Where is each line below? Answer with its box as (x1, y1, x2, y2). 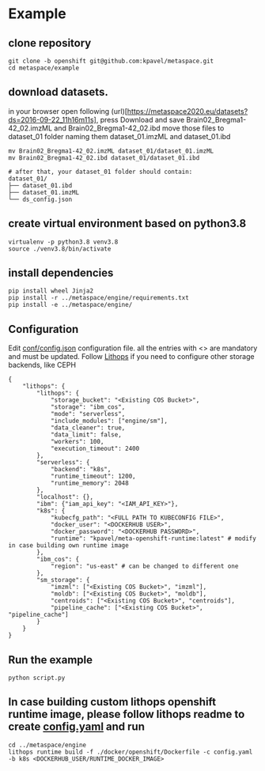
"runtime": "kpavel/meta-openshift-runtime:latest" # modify (50, 535, 257, 542)
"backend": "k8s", (50, 466, 112, 474)
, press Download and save (96, 115, 185, 124)
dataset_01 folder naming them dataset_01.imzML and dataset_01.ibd (8, 131, 231, 141)
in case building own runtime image (8, 542, 129, 550)
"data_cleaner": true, (50, 424, 126, 432)
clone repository (8, 36, 92, 50)
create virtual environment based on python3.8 (8, 217, 247, 230)
